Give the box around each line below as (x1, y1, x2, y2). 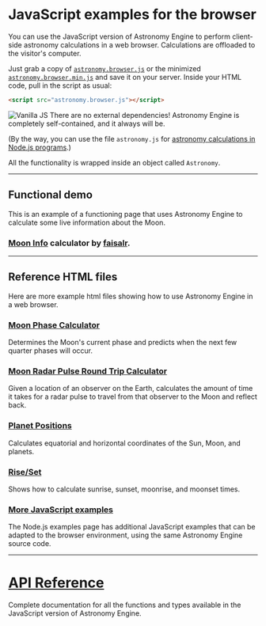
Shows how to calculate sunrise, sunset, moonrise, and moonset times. (8, 484, 241, 494)
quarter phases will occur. (8, 346, 93, 355)
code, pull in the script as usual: (8, 81, 112, 90)
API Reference (8, 574, 104, 592)
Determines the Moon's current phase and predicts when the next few (8, 338, 237, 347)
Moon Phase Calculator (8, 319, 101, 330)
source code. (8, 539, 51, 548)
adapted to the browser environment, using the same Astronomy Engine (8, 530, 243, 540)
